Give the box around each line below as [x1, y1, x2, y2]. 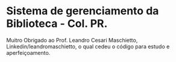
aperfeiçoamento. [6, 49, 51, 56]
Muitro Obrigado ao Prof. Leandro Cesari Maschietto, [6, 36, 138, 44]
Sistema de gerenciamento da [6, 4, 159, 18]
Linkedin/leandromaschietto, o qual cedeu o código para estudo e [6, 43, 170, 50]
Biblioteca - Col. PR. [6, 17, 108, 30]
